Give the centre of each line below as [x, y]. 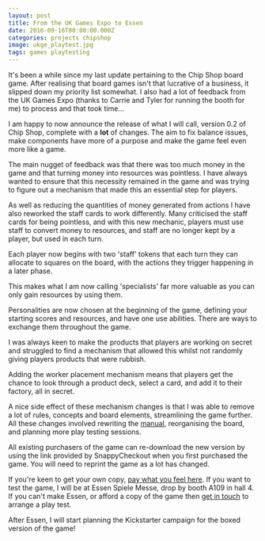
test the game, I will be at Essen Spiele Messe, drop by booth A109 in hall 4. [131, 488]
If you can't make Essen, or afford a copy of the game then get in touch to [129, 496]
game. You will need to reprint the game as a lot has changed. [109, 464]
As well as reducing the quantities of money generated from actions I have [129, 205]
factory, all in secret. [42, 391]
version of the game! [42, 528]
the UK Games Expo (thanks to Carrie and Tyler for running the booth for [127, 100]
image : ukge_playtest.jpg [51, 45]
